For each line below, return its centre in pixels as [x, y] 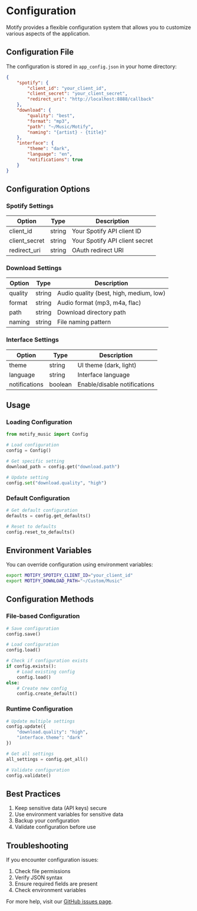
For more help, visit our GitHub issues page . [60, 902]
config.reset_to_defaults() [41, 532]
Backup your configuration [47, 821]
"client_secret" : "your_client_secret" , [78, 94]
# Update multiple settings [41, 721]
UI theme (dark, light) [107, 365]
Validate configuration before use [55, 827]
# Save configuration [33, 628]
